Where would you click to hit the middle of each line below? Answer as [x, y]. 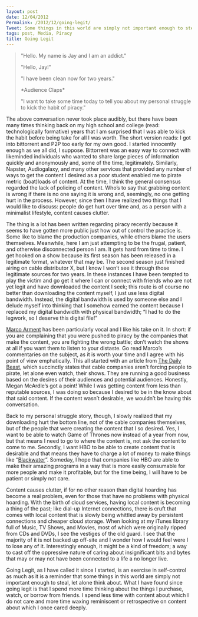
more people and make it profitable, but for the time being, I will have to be [97, 472]
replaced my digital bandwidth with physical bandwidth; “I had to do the [93, 312]
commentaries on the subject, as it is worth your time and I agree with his [95, 354]
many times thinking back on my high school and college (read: [83, 125]
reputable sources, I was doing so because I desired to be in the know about [99, 392]
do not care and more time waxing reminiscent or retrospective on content [96, 601]
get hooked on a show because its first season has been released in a [91, 256]
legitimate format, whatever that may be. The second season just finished [95, 262]
